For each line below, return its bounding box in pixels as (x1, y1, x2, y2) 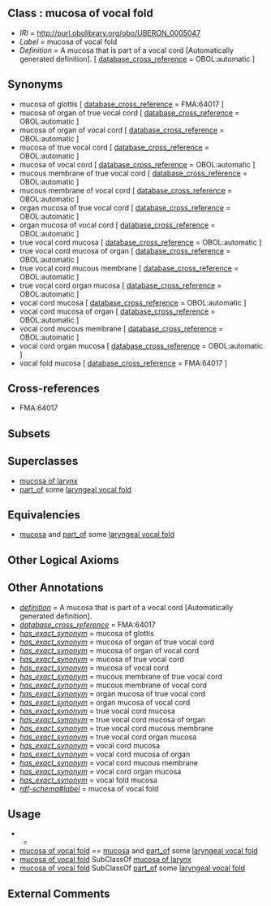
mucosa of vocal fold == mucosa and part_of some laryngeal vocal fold (19, 846, 259, 856)
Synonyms (7, 77, 63, 92)
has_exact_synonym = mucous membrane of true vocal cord (19, 671, 222, 681)
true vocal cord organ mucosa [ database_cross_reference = (19, 280, 222, 290)
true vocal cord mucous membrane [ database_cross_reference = (19, 263, 239, 273)
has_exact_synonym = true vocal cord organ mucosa (19, 731, 197, 742)
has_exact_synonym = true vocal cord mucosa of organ (19, 714, 206, 724)
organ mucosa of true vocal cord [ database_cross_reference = (19, 202, 231, 212)
